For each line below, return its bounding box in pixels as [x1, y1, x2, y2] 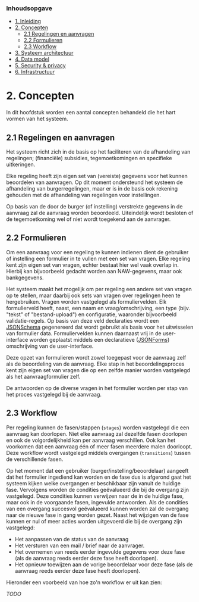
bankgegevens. [6, 274, 44, 281]
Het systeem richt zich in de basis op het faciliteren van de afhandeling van [6, 148, 191, 155]
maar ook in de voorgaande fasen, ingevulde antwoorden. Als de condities [6, 498, 188, 506]
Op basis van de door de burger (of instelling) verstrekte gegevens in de [6, 203, 183, 210]
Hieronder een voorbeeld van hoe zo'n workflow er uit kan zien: [6, 579, 162, 586]
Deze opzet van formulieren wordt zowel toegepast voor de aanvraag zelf [6, 354, 187, 361]
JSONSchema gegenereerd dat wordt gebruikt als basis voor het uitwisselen [6, 323, 194, 330]
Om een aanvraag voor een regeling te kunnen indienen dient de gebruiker [6, 248, 189, 255]
